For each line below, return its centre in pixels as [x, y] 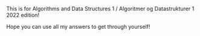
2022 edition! [23, 15]
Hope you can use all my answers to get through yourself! [78, 27]
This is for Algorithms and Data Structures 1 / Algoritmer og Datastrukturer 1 [100, 9]
